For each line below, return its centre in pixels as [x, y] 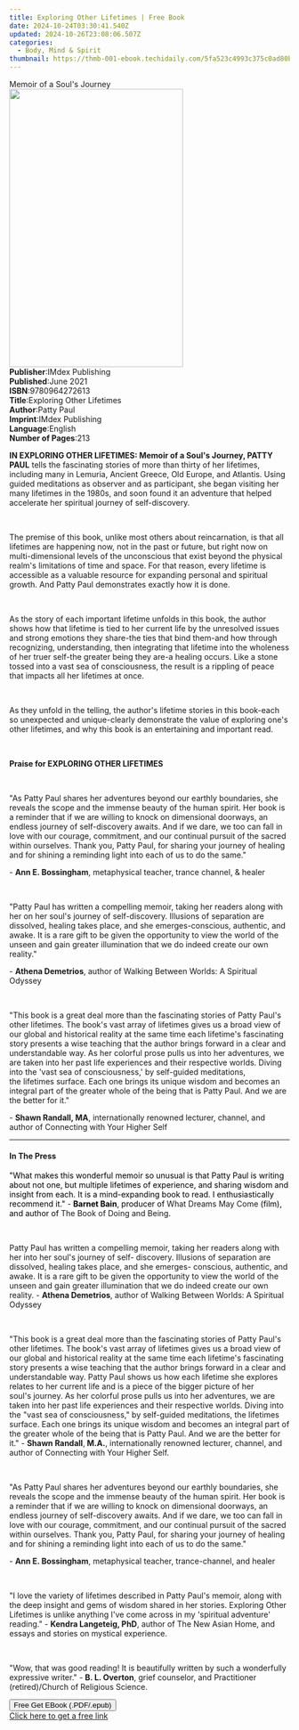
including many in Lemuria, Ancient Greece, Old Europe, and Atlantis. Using [148, 474]
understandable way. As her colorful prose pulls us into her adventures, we [147, 1053]
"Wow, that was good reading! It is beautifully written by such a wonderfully [148, 1668]
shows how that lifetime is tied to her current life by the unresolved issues [145, 628]
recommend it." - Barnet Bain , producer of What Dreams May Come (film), [146, 1204]
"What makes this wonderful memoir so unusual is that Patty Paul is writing [147, 1175]
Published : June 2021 [48, 381]
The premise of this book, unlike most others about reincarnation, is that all [147, 537]
